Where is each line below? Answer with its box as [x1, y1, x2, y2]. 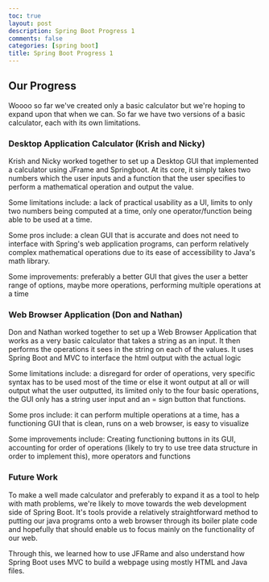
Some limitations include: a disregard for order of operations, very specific [8, 369, 255, 379]
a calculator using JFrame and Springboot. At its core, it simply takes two [8, 165, 251, 174]
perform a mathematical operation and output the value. [8, 182, 195, 192]
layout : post [8, 19, 52, 27]
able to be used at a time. [8, 215, 93, 224]
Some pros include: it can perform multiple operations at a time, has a [8, 410, 240, 420]
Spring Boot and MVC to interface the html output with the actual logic [8, 353, 242, 363]
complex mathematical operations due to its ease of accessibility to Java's [8, 248, 256, 258]
